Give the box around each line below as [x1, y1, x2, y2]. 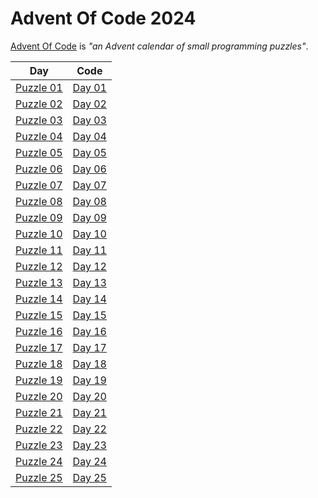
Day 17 [72, 340, 107, 354]
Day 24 [72, 454, 107, 468]
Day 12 [72, 259, 107, 273]
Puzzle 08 [15, 194, 63, 208]
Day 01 [72, 80, 107, 94]
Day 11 [72, 243, 107, 257]
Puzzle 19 [15, 373, 63, 387]
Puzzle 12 [15, 259, 63, 273]
